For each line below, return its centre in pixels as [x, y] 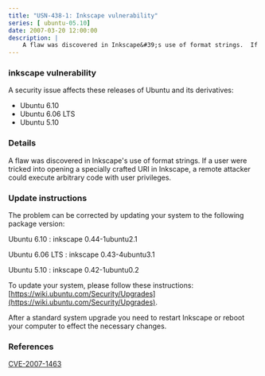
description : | [33, 38]
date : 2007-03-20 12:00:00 [53, 30]
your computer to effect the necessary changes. [88, 326]
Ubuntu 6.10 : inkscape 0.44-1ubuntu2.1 [73, 239]
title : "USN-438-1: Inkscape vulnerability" [83, 16]
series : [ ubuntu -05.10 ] [49, 23]
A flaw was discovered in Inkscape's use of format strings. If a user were [128, 161]
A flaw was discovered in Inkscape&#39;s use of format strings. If [140, 45]
